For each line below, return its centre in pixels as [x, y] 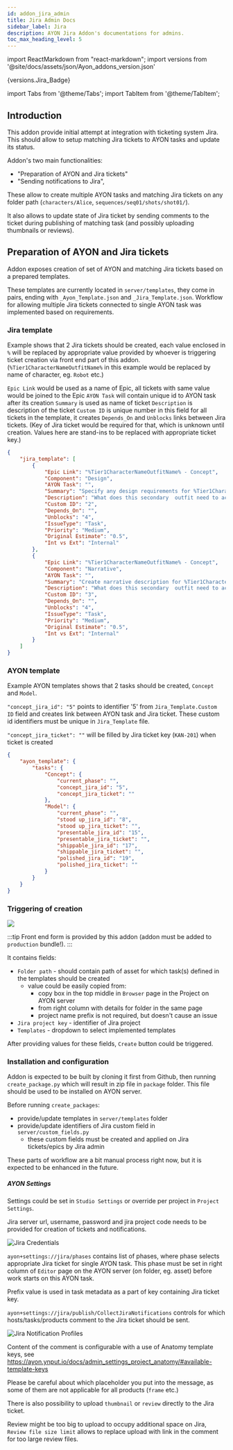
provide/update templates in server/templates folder [92, 1118]
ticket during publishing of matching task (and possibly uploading [101, 222]
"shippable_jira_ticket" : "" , [100, 852]
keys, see [21, 1354]
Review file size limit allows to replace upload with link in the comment [113, 1432]
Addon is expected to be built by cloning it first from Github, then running [112, 1077]
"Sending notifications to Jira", [61, 181]
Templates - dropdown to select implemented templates [96, 1030]
